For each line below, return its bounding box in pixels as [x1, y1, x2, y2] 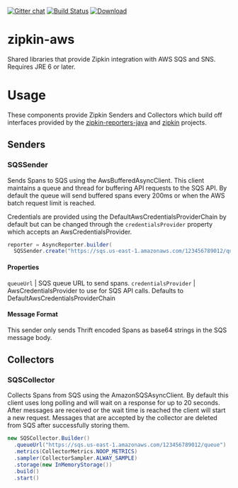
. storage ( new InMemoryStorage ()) [13, 461, 113, 468]
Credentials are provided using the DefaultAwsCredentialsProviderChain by [7, 212, 227, 221]
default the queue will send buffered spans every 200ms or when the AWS [7, 191, 225, 200]
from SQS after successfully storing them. [7, 421, 130, 430]
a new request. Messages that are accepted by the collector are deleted [7, 414, 217, 422]
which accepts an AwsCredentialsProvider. [7, 227, 132, 236]
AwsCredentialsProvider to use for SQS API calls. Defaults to [7, 286, 184, 295]
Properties [7, 263, 40, 271]
